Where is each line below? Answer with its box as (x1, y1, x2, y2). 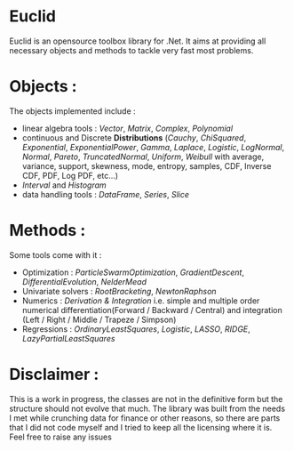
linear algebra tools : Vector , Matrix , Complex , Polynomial (21, 123, 234, 133)
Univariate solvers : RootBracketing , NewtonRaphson (21, 286, 217, 296)
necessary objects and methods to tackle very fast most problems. (9, 44, 254, 55)
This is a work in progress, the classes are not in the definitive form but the (9, 393, 283, 404)
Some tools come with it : (9, 249, 102, 260)
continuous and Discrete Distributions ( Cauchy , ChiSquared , (21, 132, 247, 143)
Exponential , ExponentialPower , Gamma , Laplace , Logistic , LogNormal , (21, 141, 285, 152)
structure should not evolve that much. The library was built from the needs (9, 403, 286, 414)
